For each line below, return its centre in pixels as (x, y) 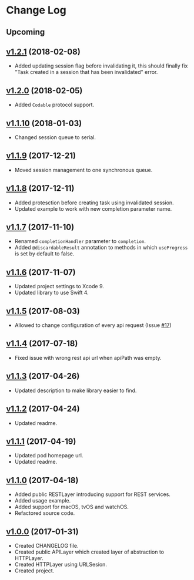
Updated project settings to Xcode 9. (59, 286)
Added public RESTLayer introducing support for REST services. (92, 494)
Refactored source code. (45, 513)
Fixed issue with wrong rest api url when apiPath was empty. (88, 358)
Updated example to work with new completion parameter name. (93, 208)
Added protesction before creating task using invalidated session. (94, 203)
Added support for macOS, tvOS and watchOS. (72, 507)
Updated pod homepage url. (49, 456)
